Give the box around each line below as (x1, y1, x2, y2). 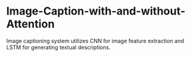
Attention (6, 17, 55, 31)
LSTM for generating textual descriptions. (6, 44, 111, 51)
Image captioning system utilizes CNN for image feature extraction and (6, 37, 184, 44)
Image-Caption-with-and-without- (6, 4, 186, 18)
